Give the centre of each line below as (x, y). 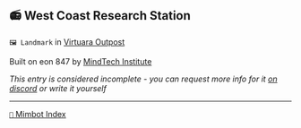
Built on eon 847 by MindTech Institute (81, 61)
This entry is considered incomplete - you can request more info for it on (143, 79)
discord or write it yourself (58, 88)
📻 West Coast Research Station (100, 16)
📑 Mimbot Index (38, 114)
